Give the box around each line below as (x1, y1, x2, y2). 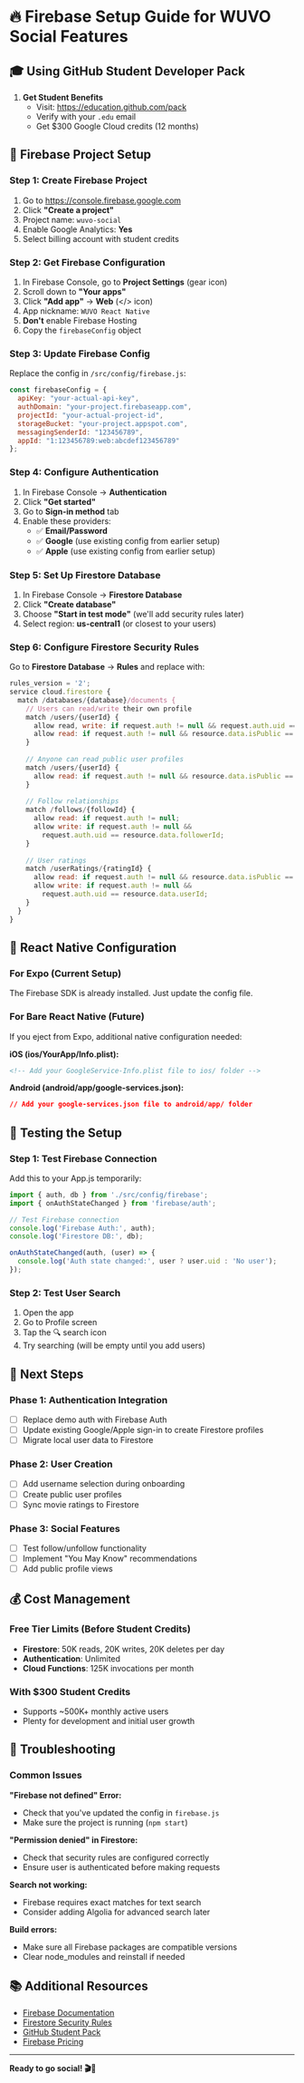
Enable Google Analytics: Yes (22, 224, 133, 235)
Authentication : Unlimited (22, 1652, 120, 1664)
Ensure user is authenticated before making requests (22, 1861, 221, 1873)
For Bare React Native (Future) (9, 1011, 145, 1023)
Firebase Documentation (22, 2007, 115, 2018)
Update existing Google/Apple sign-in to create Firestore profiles (22, 1425, 264, 1436)
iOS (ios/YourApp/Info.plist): (9, 1049, 119, 1060)
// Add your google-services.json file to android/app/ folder (9, 1100, 253, 1109)
